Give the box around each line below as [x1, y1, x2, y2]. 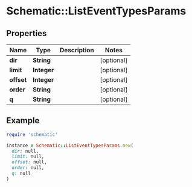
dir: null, [11, 148, 39, 154]
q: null [11, 170, 31, 177]
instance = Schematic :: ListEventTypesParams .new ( [6, 143, 134, 149]
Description [59, 46, 95, 54]
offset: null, [11, 159, 47, 165]
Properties [6, 28, 47, 38]
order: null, [11, 165, 45, 171]
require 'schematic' [6, 131, 59, 138]
